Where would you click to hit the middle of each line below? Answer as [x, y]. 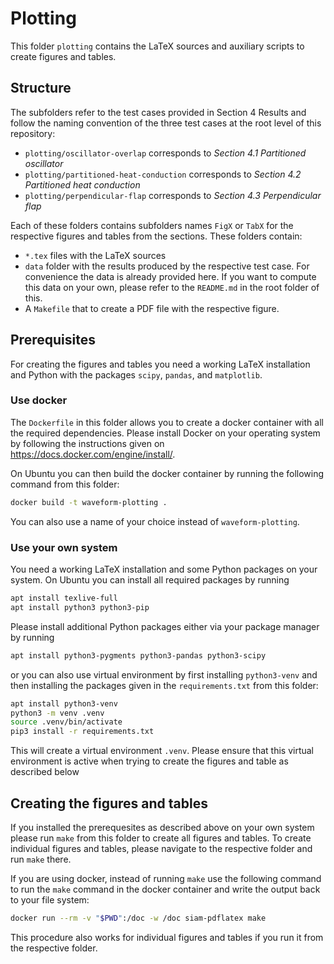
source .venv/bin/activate [66, 722]
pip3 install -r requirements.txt [82, 732]
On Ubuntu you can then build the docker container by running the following [167, 473]
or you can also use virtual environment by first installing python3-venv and [164, 674]
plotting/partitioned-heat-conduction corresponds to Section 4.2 [163, 174]
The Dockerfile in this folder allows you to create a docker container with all [167, 422]
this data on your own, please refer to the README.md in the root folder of [172, 287]
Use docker [39, 400]
